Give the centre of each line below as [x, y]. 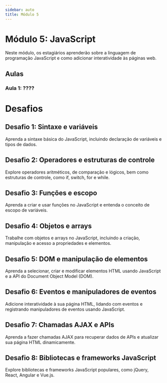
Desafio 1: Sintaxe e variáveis [52, 127]
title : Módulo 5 [22, 14]
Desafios [24, 108]
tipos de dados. [21, 144]
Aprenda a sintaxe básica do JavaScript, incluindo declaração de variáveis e [83, 139]
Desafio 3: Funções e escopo [51, 193]
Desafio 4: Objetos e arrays [49, 226]
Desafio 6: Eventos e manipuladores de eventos [81, 292]
